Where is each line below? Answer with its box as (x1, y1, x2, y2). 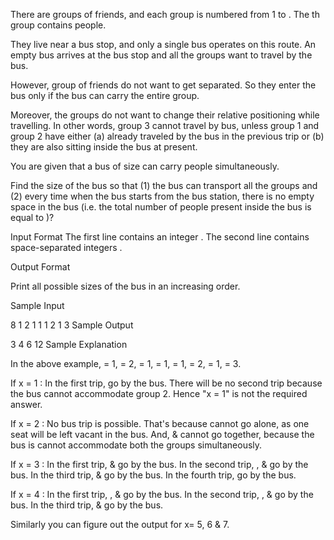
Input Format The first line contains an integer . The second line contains (10, 231, 310, 243)
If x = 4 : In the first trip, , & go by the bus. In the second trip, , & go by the (10, 489, 314, 500)
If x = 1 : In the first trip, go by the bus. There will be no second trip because (10, 377, 323, 389)
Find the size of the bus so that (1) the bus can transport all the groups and (10, 180, 318, 191)
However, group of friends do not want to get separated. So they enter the (10, 79, 317, 91)
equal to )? (10, 212, 55, 223)
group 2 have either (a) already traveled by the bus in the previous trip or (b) (10, 130, 325, 142)
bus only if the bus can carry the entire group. (10, 90, 200, 101)
